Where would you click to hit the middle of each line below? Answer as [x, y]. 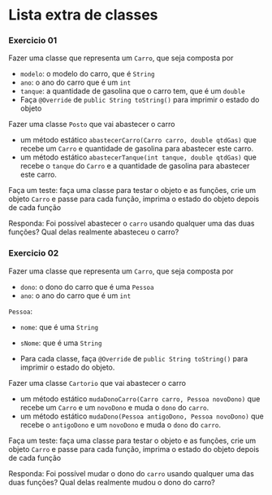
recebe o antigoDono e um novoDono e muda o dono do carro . [121, 424]
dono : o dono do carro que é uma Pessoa [87, 287]
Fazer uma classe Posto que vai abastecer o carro [92, 125]
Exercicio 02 [34, 253]
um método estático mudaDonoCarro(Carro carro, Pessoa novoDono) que [140, 399]
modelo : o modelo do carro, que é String [87, 74]
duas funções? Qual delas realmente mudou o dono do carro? [112, 482]
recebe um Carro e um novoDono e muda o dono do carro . [114, 407]
